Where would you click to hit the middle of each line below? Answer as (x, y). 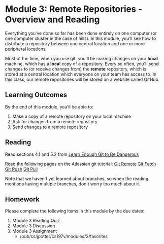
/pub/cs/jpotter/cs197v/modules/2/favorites (64, 236)
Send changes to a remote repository (50, 127)
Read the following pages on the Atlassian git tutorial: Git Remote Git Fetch (81, 164)
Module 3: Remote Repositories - (74, 9)
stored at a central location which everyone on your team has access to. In (81, 74)
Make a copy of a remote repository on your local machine (72, 116)
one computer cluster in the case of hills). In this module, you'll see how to (81, 38)
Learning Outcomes (36, 95)
